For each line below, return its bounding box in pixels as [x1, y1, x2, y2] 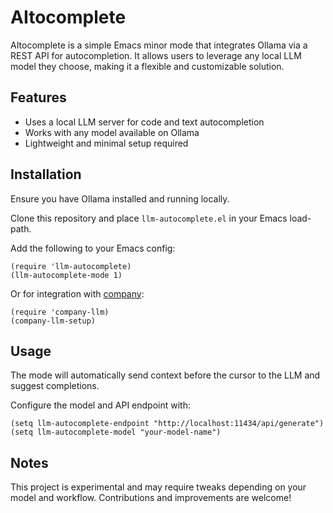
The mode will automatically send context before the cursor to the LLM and [10, 369, 321, 381]
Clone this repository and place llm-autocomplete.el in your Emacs [10, 212, 288, 224]
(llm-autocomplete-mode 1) [10, 270, 123, 280]
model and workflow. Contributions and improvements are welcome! [10, 492, 292, 504]
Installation [10, 166, 82, 183]
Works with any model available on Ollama [24, 126, 200, 138]
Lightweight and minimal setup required [24, 137, 189, 149]
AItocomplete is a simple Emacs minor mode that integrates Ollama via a [10, 39, 308, 51]
